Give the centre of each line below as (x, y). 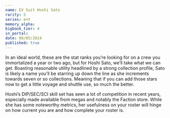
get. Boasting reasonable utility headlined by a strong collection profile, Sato (85, 68)
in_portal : (17, 33)
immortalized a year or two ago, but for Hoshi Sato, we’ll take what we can (83, 63)
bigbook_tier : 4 (22, 29)
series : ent (18, 19)
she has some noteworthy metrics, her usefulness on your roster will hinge (83, 105)
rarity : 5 (16, 15)
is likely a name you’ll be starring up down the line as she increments (77, 73)
